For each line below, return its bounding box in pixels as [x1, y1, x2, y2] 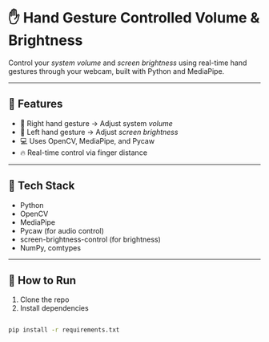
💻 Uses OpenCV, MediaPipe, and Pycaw [19, 136, 155, 145]
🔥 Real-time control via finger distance [19, 148, 148, 157]
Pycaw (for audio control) [19, 226, 104, 235]
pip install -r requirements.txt [8, 326, 120, 334]
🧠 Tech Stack [8, 179, 75, 193]
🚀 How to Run [8, 273, 77, 287]
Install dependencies [19, 303, 90, 313]
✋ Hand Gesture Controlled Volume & [8, 9, 260, 27]
